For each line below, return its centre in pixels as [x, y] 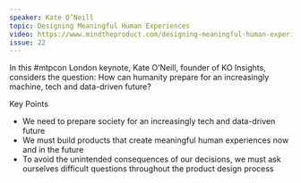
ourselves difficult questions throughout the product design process [148, 169]
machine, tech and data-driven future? [81, 87]
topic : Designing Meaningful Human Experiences [100, 26]
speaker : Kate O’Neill [52, 17]
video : [21, 34]
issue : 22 [28, 42]
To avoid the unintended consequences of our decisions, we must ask [151, 159]
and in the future [53, 150]
